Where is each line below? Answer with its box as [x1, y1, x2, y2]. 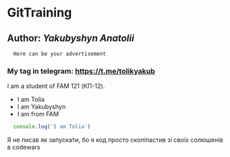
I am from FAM [17, 110, 59, 118]
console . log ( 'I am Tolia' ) [13, 123, 91, 130]
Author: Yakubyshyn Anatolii [7, 32, 134, 44]
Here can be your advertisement [13, 50, 107, 57]
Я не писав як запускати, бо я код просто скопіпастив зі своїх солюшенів [7, 136, 224, 144]
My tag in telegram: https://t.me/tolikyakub [7, 66, 156, 76]
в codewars [7, 143, 41, 151]
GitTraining [7, 5, 72, 21]
